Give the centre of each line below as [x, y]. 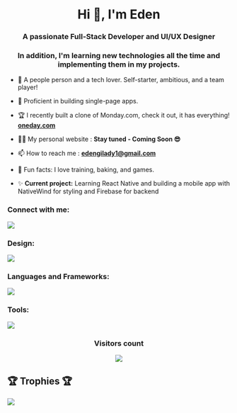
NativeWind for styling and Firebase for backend [88, 191]
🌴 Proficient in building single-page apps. [78, 101]
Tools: [18, 310]
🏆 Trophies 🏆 [40, 381]
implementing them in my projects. [119, 64]
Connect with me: [39, 210]
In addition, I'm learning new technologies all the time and [119, 56]
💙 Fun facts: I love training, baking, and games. [86, 170]
